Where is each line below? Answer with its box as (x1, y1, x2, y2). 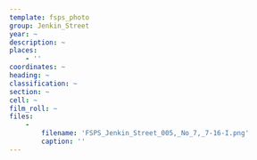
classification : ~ (9, 79, 78, 88)
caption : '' (41, 137, 87, 146)
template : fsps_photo (9, 12, 90, 22)
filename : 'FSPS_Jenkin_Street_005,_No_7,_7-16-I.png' (41, 129, 250, 138)
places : (9, 46, 38, 55)
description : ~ (9, 37, 66, 47)
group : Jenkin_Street (9, 21, 90, 30)
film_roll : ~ (9, 104, 58, 113)
